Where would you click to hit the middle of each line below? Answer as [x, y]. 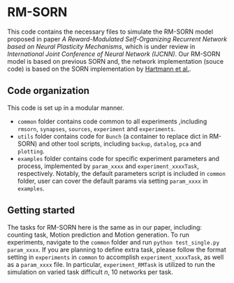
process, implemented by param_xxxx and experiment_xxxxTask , [108, 166]
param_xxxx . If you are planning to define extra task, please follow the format [117, 249]
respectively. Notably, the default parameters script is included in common [121, 173]
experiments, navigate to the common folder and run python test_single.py [114, 242]
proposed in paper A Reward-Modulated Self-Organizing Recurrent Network [117, 39]
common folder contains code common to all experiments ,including [112, 121]
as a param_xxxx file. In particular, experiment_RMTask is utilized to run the [111, 264]
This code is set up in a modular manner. [66, 108]
